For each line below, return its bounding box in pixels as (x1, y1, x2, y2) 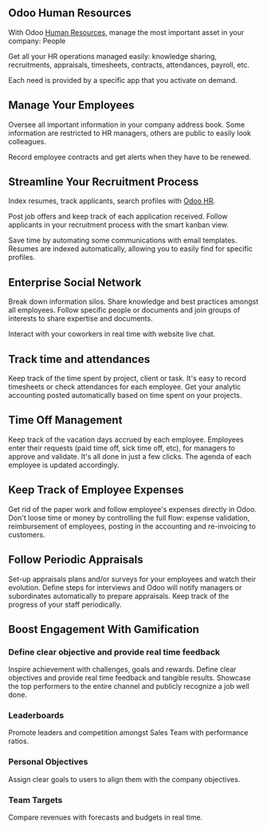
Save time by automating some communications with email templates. (8, 235, 238, 246)
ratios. (8, 737, 29, 746)
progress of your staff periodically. (8, 600, 122, 609)
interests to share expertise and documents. (8, 314, 153, 324)
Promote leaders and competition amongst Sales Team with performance (8, 728, 249, 738)
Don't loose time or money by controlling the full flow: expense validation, (8, 513, 250, 522)
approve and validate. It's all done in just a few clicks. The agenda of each (8, 451, 252, 461)
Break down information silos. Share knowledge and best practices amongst (8, 297, 259, 306)
